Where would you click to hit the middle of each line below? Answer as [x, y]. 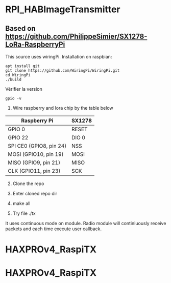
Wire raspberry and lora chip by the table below [63, 108]
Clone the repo [28, 184]
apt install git [22, 66]
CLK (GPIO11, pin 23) [34, 171]
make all [21, 203]
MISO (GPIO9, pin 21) [34, 163]
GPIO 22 [18, 138]
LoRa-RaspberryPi [35, 44]
